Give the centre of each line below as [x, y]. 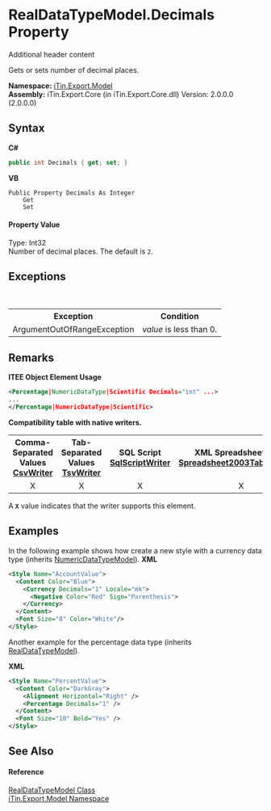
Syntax [27, 128]
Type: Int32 [27, 242]
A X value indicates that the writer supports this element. [102, 506]
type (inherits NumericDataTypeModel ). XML [83, 559]
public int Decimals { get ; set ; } [68, 162]
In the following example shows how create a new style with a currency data [135, 550]
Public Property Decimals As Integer [72, 193]
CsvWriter [33, 473]
